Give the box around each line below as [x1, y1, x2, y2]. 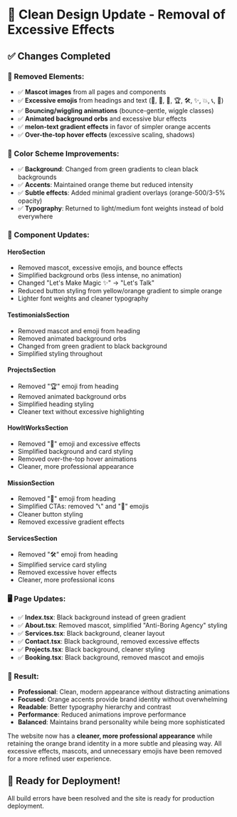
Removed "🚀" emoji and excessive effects [17, 439, 141, 448]
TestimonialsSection [7, 310, 70, 319]
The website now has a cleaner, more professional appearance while [7, 731, 213, 740]
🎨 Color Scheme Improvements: [7, 148, 120, 158]
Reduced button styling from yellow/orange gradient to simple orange [17, 287, 223, 295]
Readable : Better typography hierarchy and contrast [17, 702, 172, 711]
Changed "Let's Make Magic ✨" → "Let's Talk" [17, 278, 155, 288]
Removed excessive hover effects [17, 568, 117, 577]
